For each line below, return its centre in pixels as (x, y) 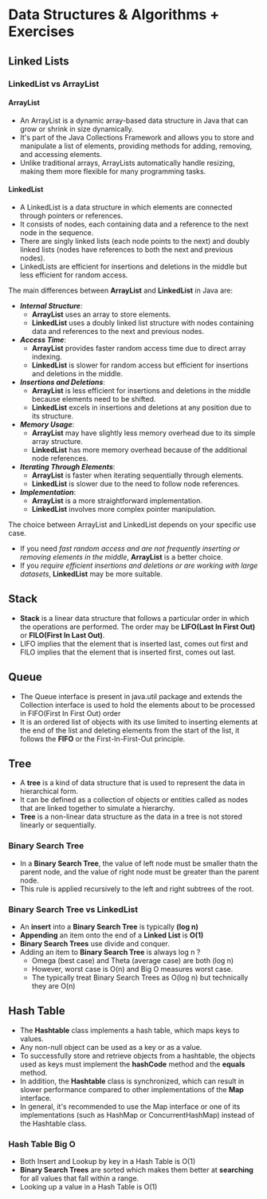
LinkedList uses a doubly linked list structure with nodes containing (143, 322)
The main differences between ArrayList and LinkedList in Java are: (121, 290)
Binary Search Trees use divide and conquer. (94, 943)
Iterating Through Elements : (67, 466)
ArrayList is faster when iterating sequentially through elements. (138, 475)
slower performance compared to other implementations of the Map (132, 1089)
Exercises (41, 31)
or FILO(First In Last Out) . (62, 635)
